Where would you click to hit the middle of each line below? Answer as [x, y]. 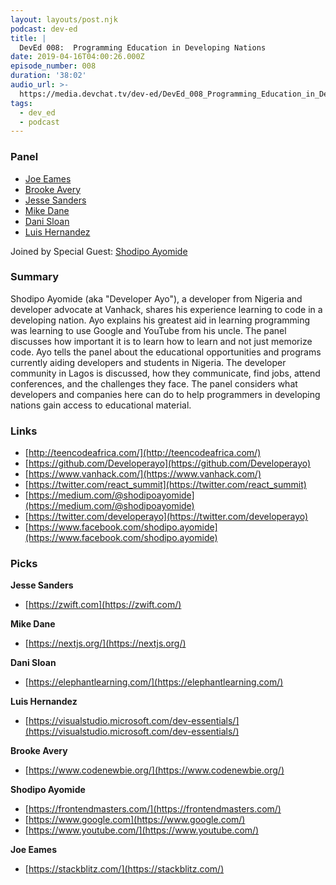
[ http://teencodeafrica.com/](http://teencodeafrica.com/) [143, 453]
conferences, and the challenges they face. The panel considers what [154, 383]
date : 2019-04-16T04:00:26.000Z [77, 57]
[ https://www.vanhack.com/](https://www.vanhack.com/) [143, 474]
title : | [28, 38]
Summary [35, 277]
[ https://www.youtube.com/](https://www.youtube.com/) [142, 830]
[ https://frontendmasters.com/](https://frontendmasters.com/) [153, 809]
